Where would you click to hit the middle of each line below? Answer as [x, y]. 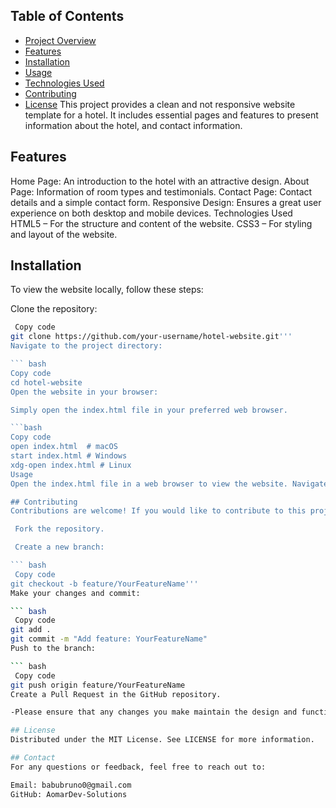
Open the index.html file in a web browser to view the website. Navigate [169, 484]
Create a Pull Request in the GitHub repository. [116, 694]
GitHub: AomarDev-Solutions [69, 794]
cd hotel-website [46, 382]
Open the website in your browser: [84, 392]
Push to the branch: [53, 649]
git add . [31, 630]
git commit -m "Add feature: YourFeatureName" [109, 639]
